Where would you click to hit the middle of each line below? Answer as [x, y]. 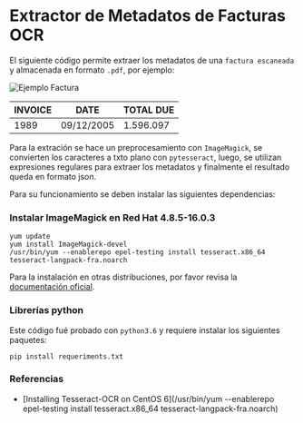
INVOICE [33, 110]
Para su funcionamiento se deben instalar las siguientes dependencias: [142, 194]
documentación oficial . [52, 287]
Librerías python [47, 310]
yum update [30, 237]
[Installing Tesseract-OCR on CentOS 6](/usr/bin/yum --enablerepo [148, 398]
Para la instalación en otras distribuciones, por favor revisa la [123, 277]
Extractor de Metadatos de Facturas [147, 16]
